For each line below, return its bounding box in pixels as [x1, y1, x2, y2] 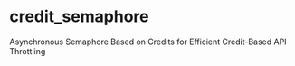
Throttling [9, 45, 46, 56]
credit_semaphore [9, 6, 149, 27]
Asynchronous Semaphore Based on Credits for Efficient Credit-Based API [9, 36, 287, 47]
